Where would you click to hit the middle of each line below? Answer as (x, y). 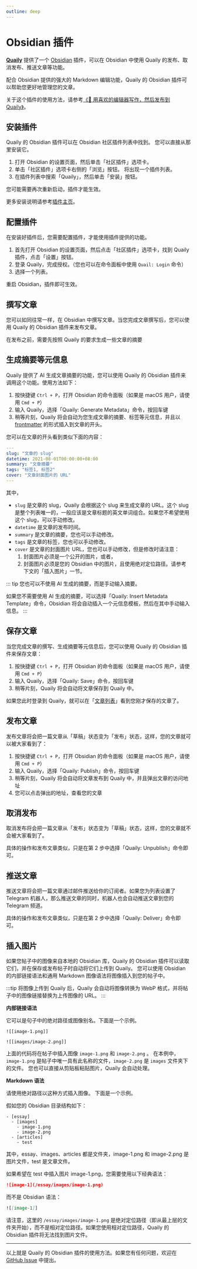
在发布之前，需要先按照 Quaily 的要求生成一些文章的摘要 (74, 339)
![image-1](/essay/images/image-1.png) (55, 1185)
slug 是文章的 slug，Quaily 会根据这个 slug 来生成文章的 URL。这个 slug (101, 505)
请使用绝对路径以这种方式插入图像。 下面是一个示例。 (71, 1093)
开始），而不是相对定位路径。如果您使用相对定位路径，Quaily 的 (93, 1227)
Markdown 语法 (26, 1080)
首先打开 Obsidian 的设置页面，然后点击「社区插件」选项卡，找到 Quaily (102, 250)
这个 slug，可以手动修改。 (46, 520)
